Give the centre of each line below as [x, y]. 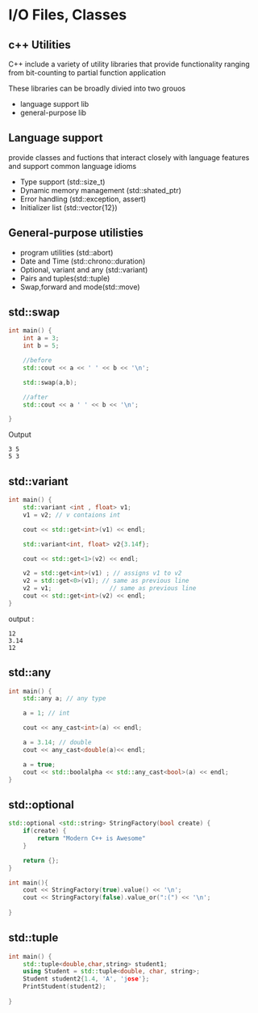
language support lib [54, 104]
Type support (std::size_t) [62, 181]
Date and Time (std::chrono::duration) [83, 261]
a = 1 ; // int [46, 713]
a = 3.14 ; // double [57, 743]
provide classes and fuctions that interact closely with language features [129, 157]
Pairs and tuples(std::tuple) [65, 278]
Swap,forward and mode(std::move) [80, 287]
